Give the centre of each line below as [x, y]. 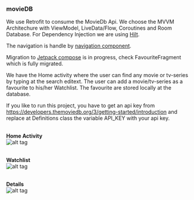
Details [15, 184]
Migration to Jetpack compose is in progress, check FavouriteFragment [94, 58]
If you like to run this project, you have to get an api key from [81, 106]
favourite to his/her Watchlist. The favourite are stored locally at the [89, 88]
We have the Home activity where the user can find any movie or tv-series [97, 75]
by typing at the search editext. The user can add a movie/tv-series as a [95, 81]
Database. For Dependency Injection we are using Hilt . [73, 34]
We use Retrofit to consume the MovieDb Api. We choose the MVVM [90, 22]
